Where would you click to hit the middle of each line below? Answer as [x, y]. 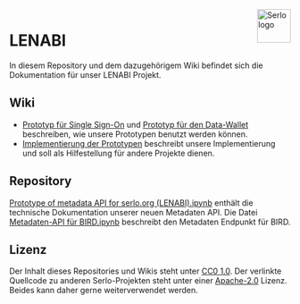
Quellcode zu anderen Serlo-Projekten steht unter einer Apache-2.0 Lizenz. [148, 281]
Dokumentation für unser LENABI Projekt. [85, 74]
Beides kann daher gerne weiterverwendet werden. [104, 291]
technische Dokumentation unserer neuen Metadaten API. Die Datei [133, 212]
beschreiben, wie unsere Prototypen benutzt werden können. [135, 134]
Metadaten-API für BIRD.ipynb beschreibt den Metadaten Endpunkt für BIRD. [150, 222]
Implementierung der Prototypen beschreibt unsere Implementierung [149, 143]
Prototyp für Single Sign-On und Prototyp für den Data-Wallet [135, 124]
